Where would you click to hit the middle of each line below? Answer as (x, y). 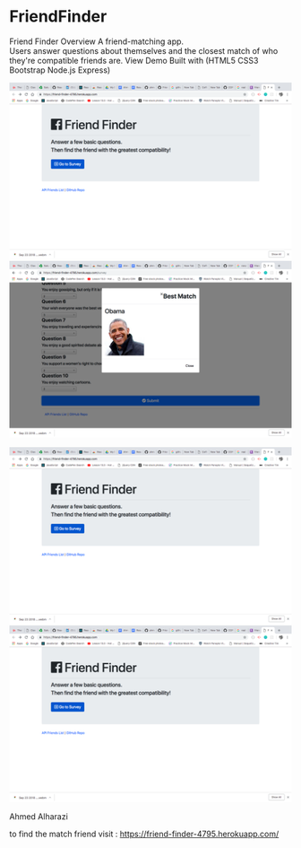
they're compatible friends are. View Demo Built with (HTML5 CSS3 (134, 60)
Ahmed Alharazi (39, 816)
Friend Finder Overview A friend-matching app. (97, 41)
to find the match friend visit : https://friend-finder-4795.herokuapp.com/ (144, 834)
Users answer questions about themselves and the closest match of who (144, 50)
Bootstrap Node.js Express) (60, 70)
